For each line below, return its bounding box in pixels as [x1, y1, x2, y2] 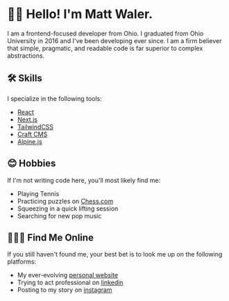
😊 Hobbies [7, 158, 56, 170]
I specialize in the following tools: [7, 94, 102, 103]
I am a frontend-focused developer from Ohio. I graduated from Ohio [7, 29, 204, 38]
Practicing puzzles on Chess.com [17, 197, 113, 205]
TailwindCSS [17, 122, 54, 131]
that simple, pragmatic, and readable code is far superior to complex [7, 44, 203, 52]
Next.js [17, 115, 38, 124]
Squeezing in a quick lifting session [17, 204, 119, 213]
